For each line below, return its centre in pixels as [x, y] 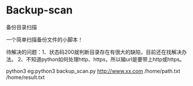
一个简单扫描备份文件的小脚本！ [44, 39]
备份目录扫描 [21, 27]
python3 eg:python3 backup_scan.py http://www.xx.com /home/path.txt [93, 71]
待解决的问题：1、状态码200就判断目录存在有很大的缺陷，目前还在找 [89, 52]
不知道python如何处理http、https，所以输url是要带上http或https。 [106, 59]
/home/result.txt [25, 77]
